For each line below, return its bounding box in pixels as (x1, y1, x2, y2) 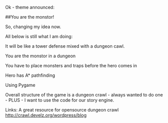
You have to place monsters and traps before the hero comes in (5, 63, 137, 68)
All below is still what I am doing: (5, 34, 73, 39)
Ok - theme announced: (5, 5, 55, 10)
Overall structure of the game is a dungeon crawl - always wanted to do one (5, 92, 163, 97)
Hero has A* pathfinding (5, 72, 55, 78)
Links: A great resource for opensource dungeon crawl (5, 107, 119, 112)
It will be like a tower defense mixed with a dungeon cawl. (5, 43, 125, 49)
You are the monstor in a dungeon (5, 53, 76, 59)
